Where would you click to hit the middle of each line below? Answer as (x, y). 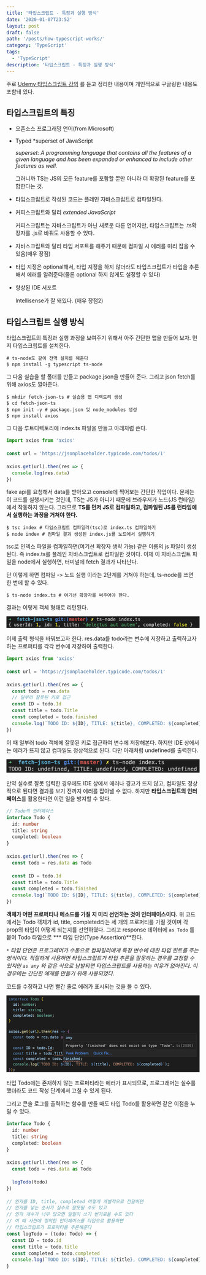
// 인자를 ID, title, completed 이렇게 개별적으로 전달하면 (75, 1201)
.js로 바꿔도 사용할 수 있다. (63, 233)
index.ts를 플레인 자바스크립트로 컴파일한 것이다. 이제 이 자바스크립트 (108, 554)
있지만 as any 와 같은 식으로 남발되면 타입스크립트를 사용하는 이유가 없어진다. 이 (102, 966)
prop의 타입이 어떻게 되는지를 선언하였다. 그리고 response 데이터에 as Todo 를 (101, 930)
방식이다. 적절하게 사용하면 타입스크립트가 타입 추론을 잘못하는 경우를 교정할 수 (101, 958)
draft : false (23, 33)
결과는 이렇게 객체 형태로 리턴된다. (47, 608)
